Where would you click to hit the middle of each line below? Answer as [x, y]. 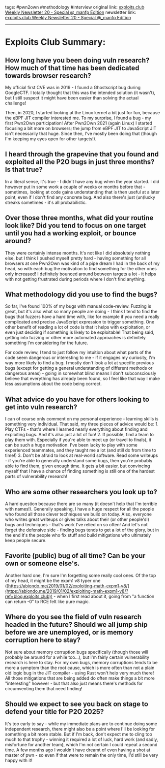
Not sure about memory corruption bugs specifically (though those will [77, 652]
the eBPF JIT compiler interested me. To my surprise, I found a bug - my [78, 118]
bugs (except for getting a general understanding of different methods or [79, 368]
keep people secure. [26, 541]
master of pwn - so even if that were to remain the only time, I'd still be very [82, 755]
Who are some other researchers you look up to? [81, 492]
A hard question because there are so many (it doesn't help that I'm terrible [81, 504]
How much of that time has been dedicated [72, 68]
